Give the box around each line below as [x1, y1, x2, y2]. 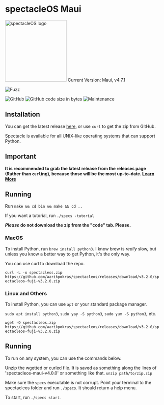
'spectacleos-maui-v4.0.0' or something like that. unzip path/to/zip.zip [5, 370, 152, 376]
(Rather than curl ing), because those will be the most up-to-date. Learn [5, 171, 155, 177]
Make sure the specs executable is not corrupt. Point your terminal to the [5, 379, 152, 385]
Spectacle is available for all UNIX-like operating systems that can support [5, 133, 156, 139]
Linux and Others [5, 290, 47, 297]
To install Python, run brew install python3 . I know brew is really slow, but [5, 246, 156, 251]
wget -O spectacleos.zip [5, 320, 56, 325]
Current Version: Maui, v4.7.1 [67, 77, 125, 83]
